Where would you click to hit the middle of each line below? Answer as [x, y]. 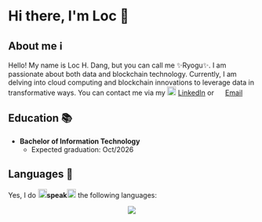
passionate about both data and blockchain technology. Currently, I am [122, 74]
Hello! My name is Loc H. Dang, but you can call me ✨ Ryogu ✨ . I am [117, 65]
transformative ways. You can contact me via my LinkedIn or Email [126, 93]
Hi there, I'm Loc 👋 [69, 16]
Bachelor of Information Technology [80, 141]
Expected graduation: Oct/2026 [82, 149]
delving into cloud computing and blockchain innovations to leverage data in [131, 82]
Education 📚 [40, 118]
